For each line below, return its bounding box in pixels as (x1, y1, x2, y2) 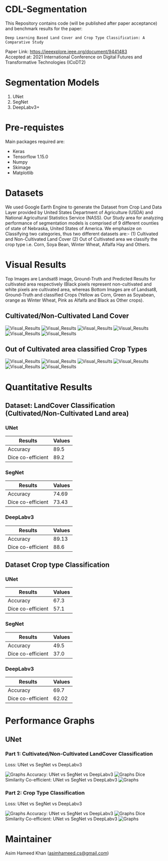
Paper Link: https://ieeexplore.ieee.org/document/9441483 (5, 48, 127, 54)
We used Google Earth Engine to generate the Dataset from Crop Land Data (5, 204, 162, 210)
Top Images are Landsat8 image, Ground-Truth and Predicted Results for (5, 275, 156, 281)
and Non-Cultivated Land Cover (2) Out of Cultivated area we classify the (5, 236, 157, 242)
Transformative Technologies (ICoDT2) (5, 59, 86, 65)
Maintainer (5, 833, 52, 845)
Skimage (12, 164, 31, 170)
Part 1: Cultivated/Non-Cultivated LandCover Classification (5, 750, 153, 757)
